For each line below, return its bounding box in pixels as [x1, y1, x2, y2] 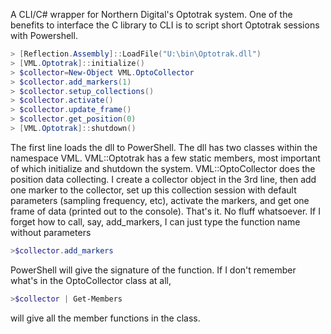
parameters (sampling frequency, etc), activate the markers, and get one [10, 194, 310, 206]
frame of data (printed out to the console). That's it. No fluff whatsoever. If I [10, 205, 321, 217]
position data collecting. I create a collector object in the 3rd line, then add [10, 173, 317, 185]
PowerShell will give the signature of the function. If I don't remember [10, 264, 297, 276]
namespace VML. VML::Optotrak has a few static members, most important [10, 152, 321, 164]
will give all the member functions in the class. [10, 312, 201, 324]
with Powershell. [10, 30, 78, 41]
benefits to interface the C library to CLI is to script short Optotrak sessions [10, 19, 320, 31]
